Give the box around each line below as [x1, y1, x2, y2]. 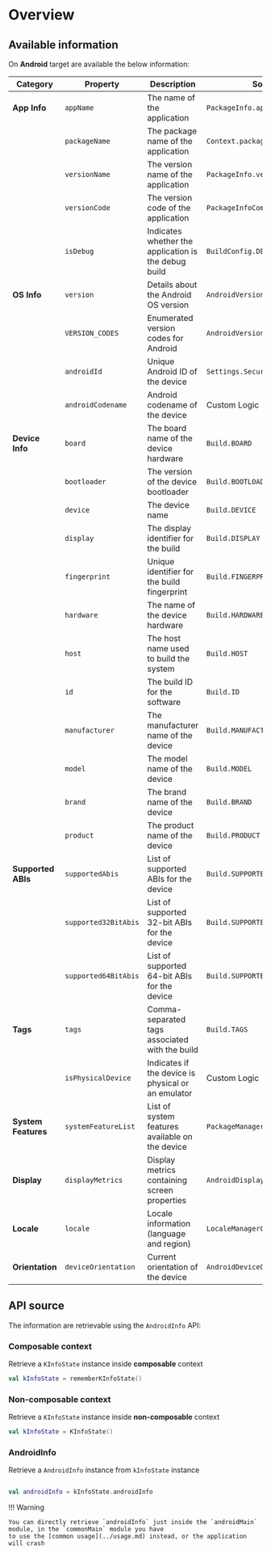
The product [147, 820, 194, 830]
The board [147, 423, 187, 433]
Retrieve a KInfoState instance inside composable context [8, 1359, 203, 1369]
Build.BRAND [206, 798, 252, 806]
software [147, 697, 181, 707]
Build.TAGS [206, 1025, 248, 1034]
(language [147, 1228, 186, 1239]
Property [84, 78, 119, 90]
